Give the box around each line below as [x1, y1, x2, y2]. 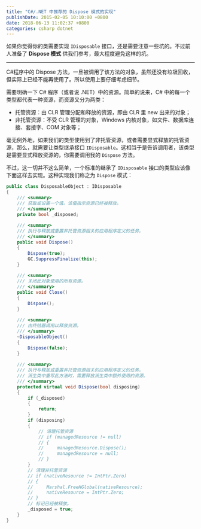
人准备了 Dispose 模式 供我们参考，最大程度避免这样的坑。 [6, 50, 152, 57]
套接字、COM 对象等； [25, 124, 82, 131]
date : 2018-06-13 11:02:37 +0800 [6, 20, 90, 26]
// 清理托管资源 [38, 428, 74, 434]
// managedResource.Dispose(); [38, 445, 127, 451]
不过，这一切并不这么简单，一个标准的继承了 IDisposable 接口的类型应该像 [6, 164, 191, 171]
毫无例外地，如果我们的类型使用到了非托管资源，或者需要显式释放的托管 [6, 136, 184, 144]
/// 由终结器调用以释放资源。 [17, 323, 81, 329]
